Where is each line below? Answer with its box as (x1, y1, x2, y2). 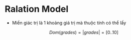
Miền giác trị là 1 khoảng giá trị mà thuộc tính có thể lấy (12, 20, 126, 26)
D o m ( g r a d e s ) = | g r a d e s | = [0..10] (49, 29, 119, 35)
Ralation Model (5, 3, 69, 15)
